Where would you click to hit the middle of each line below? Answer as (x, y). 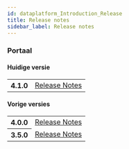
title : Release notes (38, 20)
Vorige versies (29, 104)
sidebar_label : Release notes (51, 26)
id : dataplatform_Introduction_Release (65, 14)
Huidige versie (29, 67)
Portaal (20, 51)
